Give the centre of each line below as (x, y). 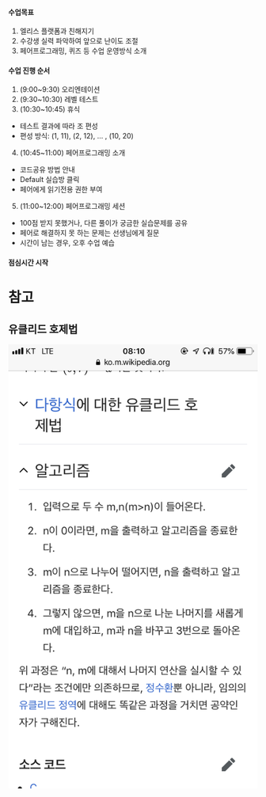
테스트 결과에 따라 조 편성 (59, 126)
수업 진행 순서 (29, 70)
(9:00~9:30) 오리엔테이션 (60, 89)
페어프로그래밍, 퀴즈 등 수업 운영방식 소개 (83, 51)
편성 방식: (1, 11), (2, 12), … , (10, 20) (77, 136)
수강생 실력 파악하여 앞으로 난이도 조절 (79, 41)
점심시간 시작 (28, 262)
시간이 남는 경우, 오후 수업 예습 (67, 243)
